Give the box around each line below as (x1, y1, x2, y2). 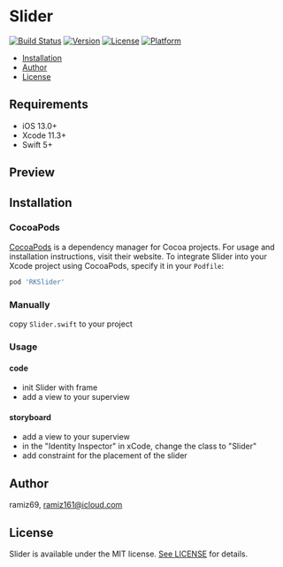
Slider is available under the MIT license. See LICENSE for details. (9, 548, 249, 559)
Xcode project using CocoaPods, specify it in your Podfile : (9, 260, 225, 271)
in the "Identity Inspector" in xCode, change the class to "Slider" (21, 441, 257, 452)
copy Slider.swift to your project (9, 318, 133, 329)
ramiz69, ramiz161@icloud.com (9, 500, 123, 510)
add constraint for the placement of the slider (21, 450, 187, 461)
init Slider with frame (21, 382, 98, 393)
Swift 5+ (21, 139, 53, 149)
